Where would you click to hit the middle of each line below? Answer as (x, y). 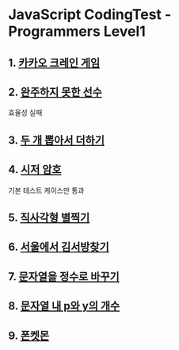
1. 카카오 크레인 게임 (54, 62)
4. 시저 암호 (35, 169)
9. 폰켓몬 (29, 335)
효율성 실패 (25, 113)
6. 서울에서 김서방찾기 (59, 247)
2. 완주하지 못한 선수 (55, 92)
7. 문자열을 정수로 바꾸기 (64, 277)
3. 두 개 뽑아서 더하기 (56, 140)
